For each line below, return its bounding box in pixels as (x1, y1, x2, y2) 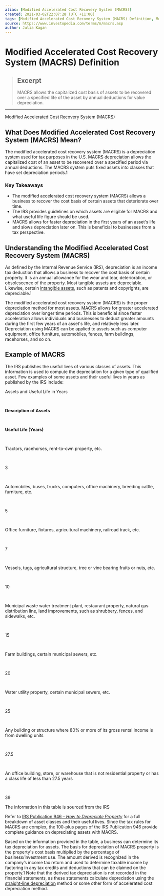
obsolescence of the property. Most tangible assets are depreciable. (5, 280, 143, 286)
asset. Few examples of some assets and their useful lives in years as (5, 373, 145, 380)
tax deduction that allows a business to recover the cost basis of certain (5, 270, 150, 275)
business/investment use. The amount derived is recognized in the (5, 854, 139, 860)
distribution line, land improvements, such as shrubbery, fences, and (5, 608, 143, 614)
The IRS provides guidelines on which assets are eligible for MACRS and (12, 209, 158, 215)
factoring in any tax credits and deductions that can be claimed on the (5, 865, 146, 871)
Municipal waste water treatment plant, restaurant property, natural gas (5, 602, 149, 608)
